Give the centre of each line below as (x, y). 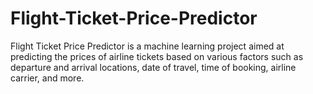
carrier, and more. (47, 78)
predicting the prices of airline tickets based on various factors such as (157, 56)
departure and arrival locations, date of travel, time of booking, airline (153, 67)
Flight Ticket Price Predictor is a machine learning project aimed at (147, 46)
